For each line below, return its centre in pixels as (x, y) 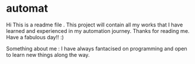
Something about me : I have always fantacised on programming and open (97, 48)
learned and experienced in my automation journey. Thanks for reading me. (98, 31)
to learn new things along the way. (48, 55)
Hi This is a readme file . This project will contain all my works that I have (95, 25)
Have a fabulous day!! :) (35, 37)
